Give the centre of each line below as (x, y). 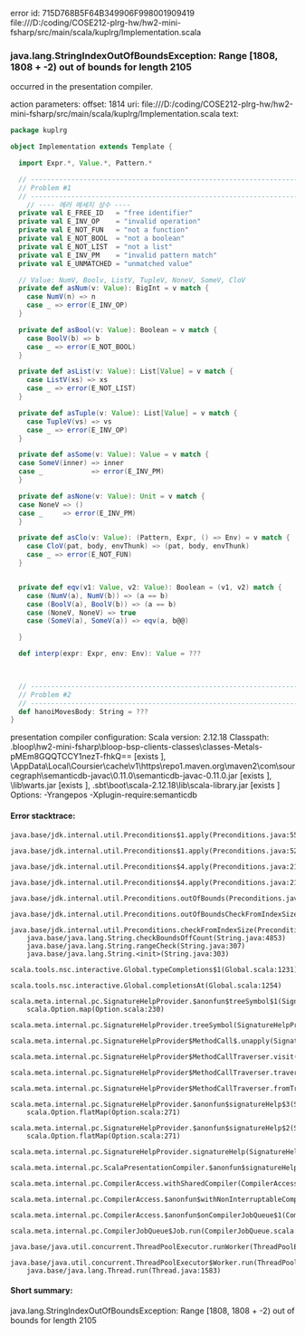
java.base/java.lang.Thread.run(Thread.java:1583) (124, 1271)
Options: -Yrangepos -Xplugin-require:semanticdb (104, 795)
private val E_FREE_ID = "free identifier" (106, 213)
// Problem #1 (45, 188)
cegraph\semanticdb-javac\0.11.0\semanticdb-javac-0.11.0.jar (124, 776)
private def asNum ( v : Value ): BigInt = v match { (114, 289)
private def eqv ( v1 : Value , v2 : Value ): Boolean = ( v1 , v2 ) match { (150, 587)
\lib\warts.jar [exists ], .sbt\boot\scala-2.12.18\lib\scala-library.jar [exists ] (145, 786)
